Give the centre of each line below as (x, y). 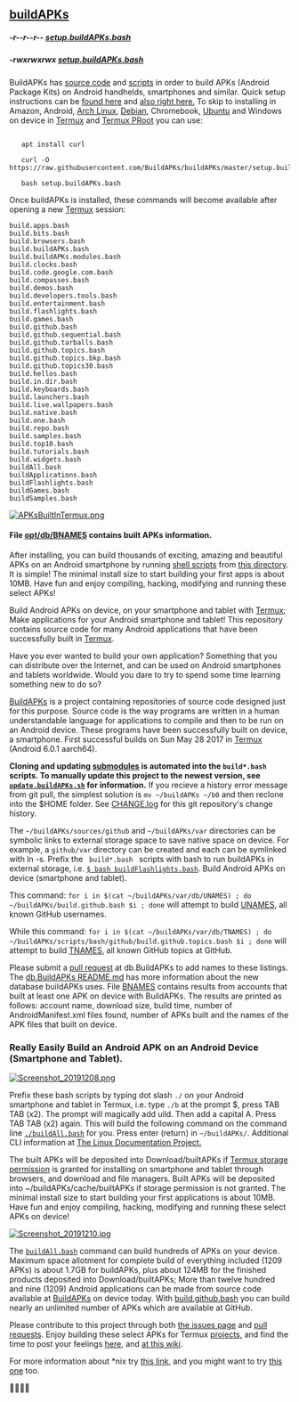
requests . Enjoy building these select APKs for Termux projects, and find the (149, 1334)
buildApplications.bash (53, 475)
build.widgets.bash (45, 459)
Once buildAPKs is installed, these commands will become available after (143, 200)
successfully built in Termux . (62, 638)
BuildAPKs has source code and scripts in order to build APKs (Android (139, 82)
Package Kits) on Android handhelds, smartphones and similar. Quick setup (148, 92)
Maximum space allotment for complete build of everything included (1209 (146, 1260)
